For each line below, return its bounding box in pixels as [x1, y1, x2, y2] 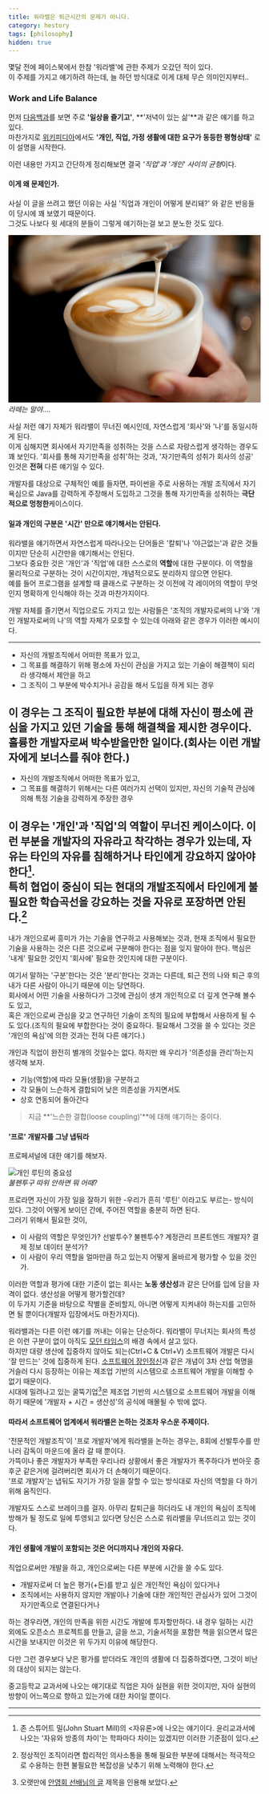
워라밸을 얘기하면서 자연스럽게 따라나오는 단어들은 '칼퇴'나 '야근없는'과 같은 [8, 538, 244, 548]
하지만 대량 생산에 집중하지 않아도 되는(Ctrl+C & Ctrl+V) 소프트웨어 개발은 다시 [8, 1347, 255, 1356]
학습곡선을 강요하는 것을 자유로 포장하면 [39, 895, 224, 909]
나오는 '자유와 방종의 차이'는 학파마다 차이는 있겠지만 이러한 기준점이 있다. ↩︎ [19, 1733, 259, 1743]
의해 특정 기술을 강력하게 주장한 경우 [19, 794, 134, 804]
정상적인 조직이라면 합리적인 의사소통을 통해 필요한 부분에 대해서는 [19, 1750, 228, 1760]
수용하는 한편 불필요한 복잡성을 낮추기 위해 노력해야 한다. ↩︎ [28, 1760, 215, 1770]
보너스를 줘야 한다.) [39, 751, 130, 765]
